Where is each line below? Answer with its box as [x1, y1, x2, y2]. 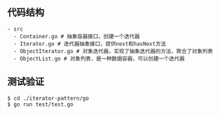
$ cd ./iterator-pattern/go [7, 95, 90, 102]
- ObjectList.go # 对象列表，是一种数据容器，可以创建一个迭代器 [13, 55, 185, 62]
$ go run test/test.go [7, 100, 74, 108]
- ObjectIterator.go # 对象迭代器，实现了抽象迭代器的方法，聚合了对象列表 [13, 47, 214, 54]
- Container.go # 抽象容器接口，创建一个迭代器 [13, 33, 140, 40]
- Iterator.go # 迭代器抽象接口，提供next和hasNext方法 [13, 40, 167, 47]
